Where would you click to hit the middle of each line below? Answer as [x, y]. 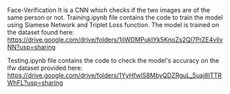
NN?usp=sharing [31, 47]
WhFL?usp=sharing [35, 83]
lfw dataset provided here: [45, 68]
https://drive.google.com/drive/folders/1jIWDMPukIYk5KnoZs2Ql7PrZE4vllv [115, 40]
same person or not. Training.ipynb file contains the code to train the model [115, 17]
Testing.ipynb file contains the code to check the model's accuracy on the [113, 61]
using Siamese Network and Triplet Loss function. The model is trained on [113, 25]
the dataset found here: [41, 32]
